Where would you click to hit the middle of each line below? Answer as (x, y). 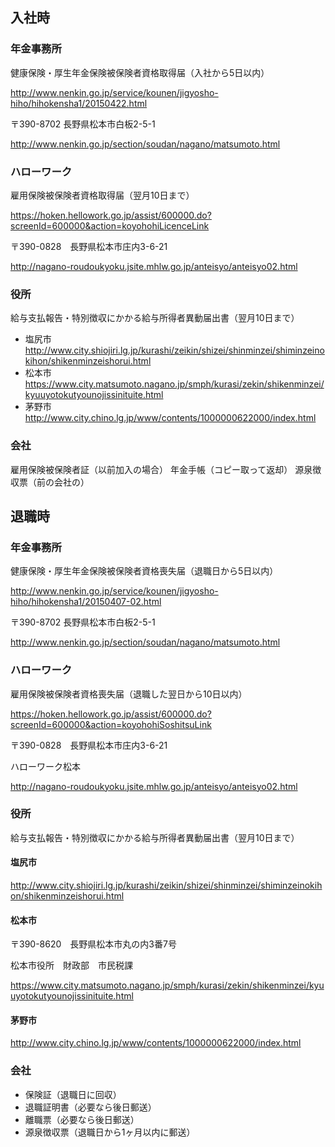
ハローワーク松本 (45, 766)
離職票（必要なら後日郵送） (82, 1119)
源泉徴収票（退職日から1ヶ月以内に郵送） (110, 1132)
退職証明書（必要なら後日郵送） (90, 1107)
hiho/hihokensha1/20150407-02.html (86, 602)
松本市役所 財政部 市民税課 (71, 965)
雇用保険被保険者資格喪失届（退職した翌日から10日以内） (129, 694)
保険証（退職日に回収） (73, 1094)
